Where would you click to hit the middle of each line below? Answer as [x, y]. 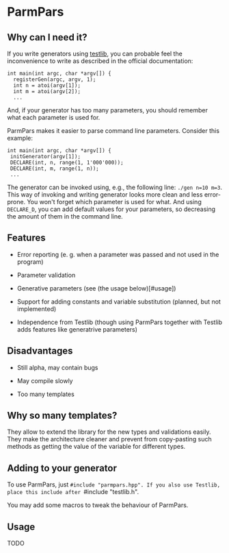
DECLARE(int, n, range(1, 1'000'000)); [67, 162]
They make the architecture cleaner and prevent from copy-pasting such [109, 439]
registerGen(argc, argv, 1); [55, 79]
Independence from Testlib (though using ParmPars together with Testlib [119, 322]
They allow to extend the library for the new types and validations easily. [109, 432]
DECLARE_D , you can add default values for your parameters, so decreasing [111, 209]
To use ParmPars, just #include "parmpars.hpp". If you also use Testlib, [114, 484]
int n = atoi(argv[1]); [47, 86]
